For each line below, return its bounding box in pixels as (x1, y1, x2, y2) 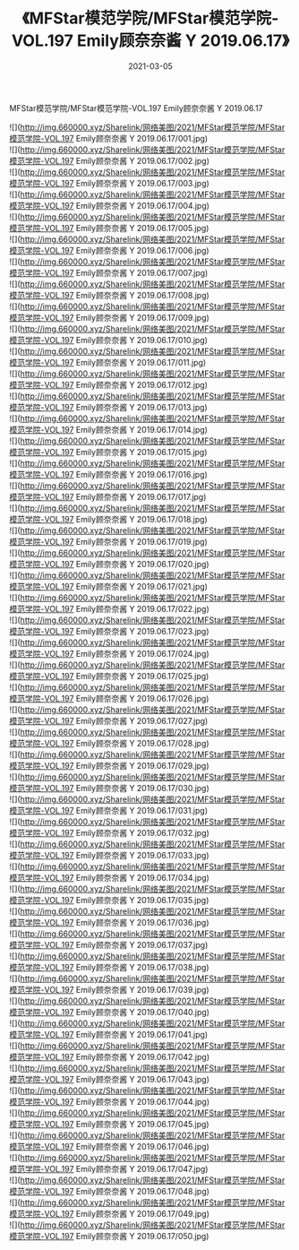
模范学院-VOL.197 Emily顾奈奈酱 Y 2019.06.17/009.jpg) (9, 312, 210, 323)
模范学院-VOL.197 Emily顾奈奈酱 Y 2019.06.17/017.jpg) (9, 491, 207, 502)
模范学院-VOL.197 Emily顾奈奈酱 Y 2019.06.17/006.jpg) (9, 245, 209, 255)
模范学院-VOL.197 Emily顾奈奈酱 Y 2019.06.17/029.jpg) (9, 760, 209, 771)
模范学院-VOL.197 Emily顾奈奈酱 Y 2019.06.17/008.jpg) (9, 289, 210, 300)
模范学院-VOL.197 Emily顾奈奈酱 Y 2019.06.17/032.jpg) (9, 827, 210, 838)
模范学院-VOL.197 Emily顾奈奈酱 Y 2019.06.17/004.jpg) (9, 200, 210, 211)
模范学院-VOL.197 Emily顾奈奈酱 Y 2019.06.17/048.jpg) (9, 1185, 210, 1196)
